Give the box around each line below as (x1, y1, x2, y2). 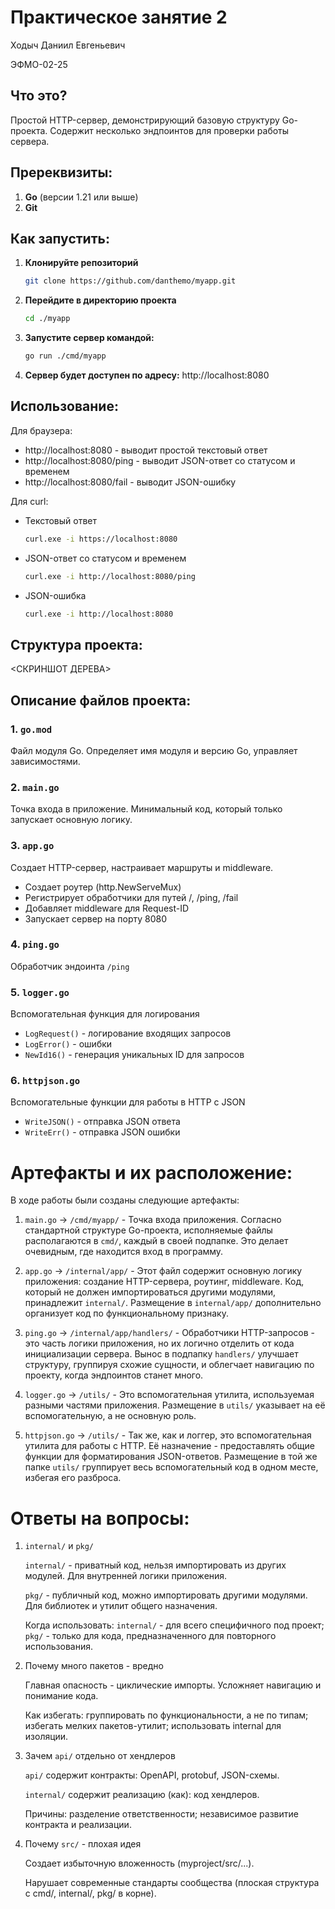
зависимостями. (10, 755, 81, 767)
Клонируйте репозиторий (24, 257, 139, 269)
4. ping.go (10, 937, 60, 951)
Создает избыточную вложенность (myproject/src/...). (24, 1857, 255, 1870)
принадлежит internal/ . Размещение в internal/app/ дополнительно (24, 1297, 322, 1309)
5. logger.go (10, 985, 70, 999)
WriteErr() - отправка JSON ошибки (24, 1126, 181, 1138)
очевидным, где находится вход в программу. (24, 1246, 224, 1258)
